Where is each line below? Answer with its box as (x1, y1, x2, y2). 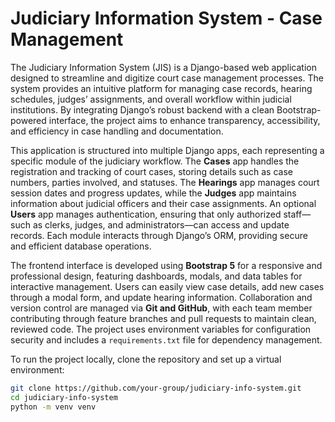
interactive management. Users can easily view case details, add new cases (10, 280, 325, 292)
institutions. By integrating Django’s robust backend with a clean (10, 103, 275, 116)
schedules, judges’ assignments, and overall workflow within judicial (10, 93, 292, 105)
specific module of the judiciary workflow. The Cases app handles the (10, 155, 300, 167)
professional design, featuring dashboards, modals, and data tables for (10, 270, 303, 282)
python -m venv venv (10, 402, 97, 412)
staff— (283, 208, 312, 220)
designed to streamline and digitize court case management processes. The (10, 72, 324, 84)
